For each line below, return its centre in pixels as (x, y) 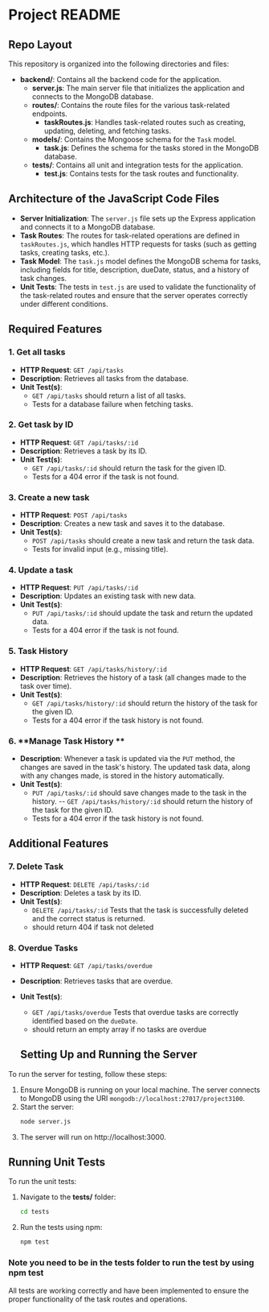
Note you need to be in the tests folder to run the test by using (131, 1263)
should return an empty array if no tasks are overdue (119, 1029)
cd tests (35, 1212)
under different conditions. (64, 304)
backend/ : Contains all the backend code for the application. (120, 79)
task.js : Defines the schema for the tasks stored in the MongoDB (151, 148)
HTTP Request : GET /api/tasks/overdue (86, 965)
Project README (65, 15)
